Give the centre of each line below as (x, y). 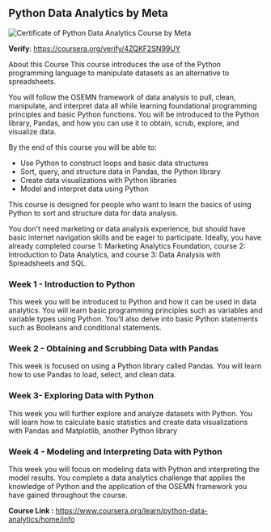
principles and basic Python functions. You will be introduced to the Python (134, 114)
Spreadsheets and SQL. (48, 263)
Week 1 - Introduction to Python (72, 284)
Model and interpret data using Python (84, 189)
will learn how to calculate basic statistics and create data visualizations (128, 422)
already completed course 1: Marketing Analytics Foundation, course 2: (127, 245)
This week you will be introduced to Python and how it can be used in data (133, 302)
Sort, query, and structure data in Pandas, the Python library (120, 171)
